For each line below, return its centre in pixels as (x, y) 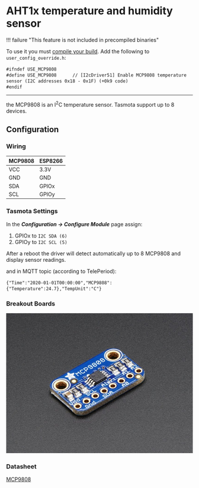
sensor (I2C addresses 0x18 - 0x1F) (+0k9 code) (67, 81)
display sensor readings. (36, 259)
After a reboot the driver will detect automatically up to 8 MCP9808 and (93, 253)
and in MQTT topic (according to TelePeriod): (61, 271)
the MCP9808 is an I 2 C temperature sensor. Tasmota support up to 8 (90, 104)
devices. (17, 111)
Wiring (16, 146)
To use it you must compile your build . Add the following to (78, 51)
